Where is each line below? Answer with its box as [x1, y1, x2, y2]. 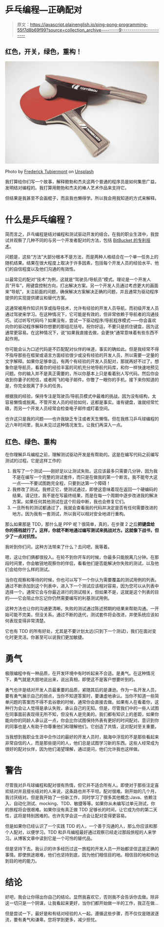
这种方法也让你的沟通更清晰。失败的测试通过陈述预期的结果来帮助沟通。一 [5, 606, 155, 612]
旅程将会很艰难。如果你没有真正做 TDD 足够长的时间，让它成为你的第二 [9, 807, 154, 813]
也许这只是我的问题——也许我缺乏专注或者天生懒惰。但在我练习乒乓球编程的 [5, 416, 159, 422]
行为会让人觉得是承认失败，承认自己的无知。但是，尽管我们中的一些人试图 [9, 705, 159, 711]
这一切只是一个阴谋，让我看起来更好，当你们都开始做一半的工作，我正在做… [5, 900, 159, 906]
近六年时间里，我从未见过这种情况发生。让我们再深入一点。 [5, 422, 125, 428]
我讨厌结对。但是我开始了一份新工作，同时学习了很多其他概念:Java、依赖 [5, 795, 153, 800]
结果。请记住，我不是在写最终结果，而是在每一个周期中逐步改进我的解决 [12, 492, 158, 499]
